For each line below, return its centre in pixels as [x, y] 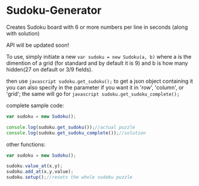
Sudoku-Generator [54, 10]
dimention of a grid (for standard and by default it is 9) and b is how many [97, 63]
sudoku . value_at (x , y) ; [34, 166]
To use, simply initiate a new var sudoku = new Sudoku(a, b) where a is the [99, 56]
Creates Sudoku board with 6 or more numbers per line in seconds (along [97, 27]
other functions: [26, 144]
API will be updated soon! [38, 45]
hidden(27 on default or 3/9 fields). [49, 69]
